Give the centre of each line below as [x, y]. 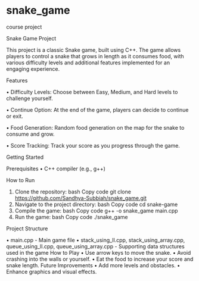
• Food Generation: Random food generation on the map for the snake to [95, 127]
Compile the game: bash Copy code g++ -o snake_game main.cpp [96, 210]
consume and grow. [30, 134]
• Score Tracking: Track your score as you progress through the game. [93, 145]
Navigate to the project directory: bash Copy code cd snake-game [96, 204]
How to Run [21, 180]
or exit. [15, 116]
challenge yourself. [29, 98]
